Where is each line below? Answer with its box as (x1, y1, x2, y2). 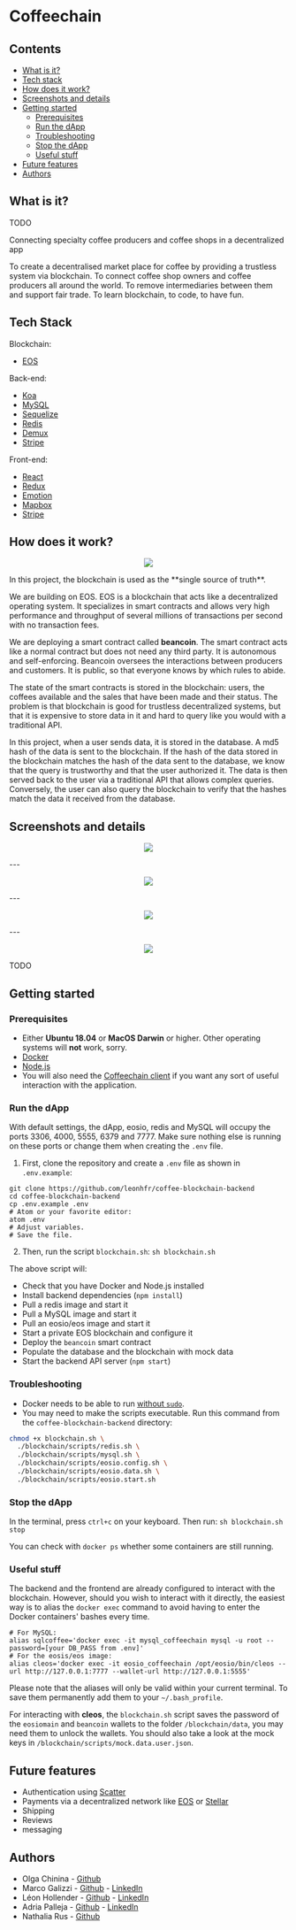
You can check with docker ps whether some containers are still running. (9, 1542, 274, 1552)
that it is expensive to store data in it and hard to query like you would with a (9, 711, 286, 721)
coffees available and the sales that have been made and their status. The (9, 692, 278, 703)
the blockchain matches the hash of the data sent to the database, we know (9, 756, 285, 766)
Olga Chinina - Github (21, 1873, 102, 1884)
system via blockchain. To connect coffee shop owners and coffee (9, 270, 252, 281)
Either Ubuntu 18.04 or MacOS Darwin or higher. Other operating (21, 1033, 261, 1043)
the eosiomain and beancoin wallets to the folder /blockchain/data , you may (9, 1719, 284, 1729)
